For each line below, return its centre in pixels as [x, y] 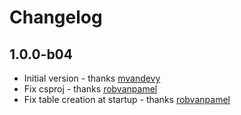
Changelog [56, 17]
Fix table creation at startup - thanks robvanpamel [127, 99]
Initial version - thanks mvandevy [92, 78]
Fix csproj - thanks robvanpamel [90, 89]
